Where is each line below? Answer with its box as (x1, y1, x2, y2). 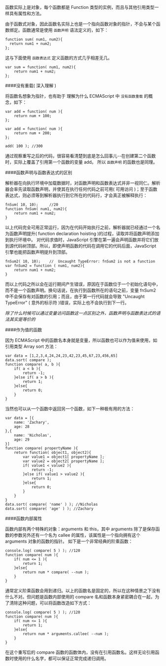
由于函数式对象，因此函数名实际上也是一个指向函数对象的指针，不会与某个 (5, 21, 156, 27)
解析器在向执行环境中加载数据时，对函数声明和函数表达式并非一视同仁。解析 (5, 180, 161, 186)
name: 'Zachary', (14, 420, 50, 425)
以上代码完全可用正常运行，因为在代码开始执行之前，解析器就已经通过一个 (5, 224, 156, 230)
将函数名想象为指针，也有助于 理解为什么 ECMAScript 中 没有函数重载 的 (5, 93, 149, 99)
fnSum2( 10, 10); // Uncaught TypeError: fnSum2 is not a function (5, 259, 155, 264)
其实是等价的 (9, 316, 35, 322)
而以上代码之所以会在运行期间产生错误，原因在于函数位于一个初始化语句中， (5, 281, 161, 287)
